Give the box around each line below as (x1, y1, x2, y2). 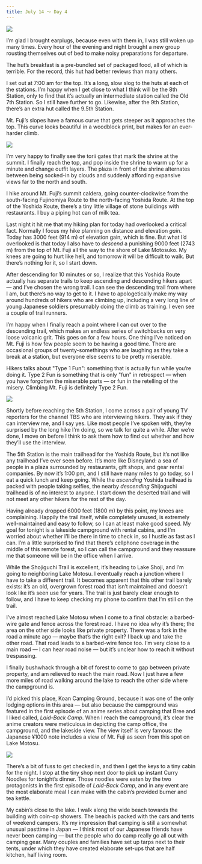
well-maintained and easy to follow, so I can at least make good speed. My (6, 520, 191, 527)
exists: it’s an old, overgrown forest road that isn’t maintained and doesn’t (6, 582, 188, 590)
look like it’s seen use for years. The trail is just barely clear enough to (6, 589, 179, 596)
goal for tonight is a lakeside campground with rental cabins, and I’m (6, 526, 176, 534)
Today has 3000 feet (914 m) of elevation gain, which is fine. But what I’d (6, 233, 187, 241)
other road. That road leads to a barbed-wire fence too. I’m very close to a (6, 639, 191, 646)
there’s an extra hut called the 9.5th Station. (6, 105, 114, 112)
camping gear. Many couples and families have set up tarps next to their (6, 838, 185, 845)
